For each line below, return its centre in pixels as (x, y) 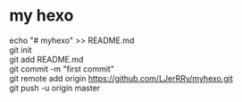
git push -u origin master (55, 88)
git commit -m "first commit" (62, 69)
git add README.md (46, 59)
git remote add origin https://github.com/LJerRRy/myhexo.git (121, 78)
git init (21, 49)
